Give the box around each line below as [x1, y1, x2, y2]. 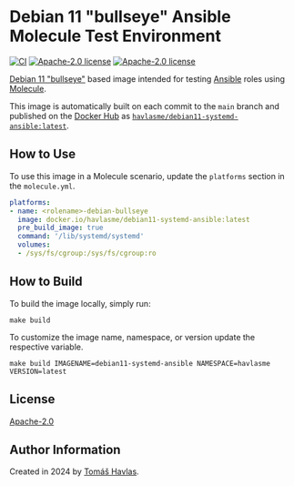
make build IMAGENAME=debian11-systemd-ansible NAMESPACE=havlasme [9, 359, 271, 368]
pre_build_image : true [17, 223, 104, 233]
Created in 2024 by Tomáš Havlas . [9, 466, 139, 477]
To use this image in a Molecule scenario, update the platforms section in [9, 170, 285, 181]
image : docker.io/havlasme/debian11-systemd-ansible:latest [17, 215, 250, 224]
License [9, 391, 56, 407]
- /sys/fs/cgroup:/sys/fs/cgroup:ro [17, 248, 157, 258]
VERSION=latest [9, 367, 67, 376]
